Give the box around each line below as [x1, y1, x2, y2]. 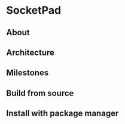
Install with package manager [6, 108, 119, 119]
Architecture [6, 47, 55, 57]
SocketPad [6, 4, 62, 17]
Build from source [6, 88, 74, 98]
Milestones [6, 68, 49, 78]
